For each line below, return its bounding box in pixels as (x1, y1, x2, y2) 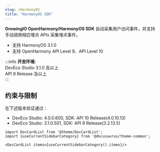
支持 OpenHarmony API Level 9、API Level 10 (12, 48, 103, 54)
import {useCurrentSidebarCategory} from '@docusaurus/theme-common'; (5, 134, 151, 139)
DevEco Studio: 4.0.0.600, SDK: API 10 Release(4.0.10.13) (12, 115, 126, 121)
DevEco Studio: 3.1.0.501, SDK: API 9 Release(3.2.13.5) (12, 120, 120, 126)
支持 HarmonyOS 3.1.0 (12, 42, 57, 48)
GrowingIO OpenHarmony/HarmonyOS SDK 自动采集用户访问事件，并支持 (5, 25, 155, 32)
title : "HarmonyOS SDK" (5, 12, 53, 17)
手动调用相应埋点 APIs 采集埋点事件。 (5, 32, 80, 38)
